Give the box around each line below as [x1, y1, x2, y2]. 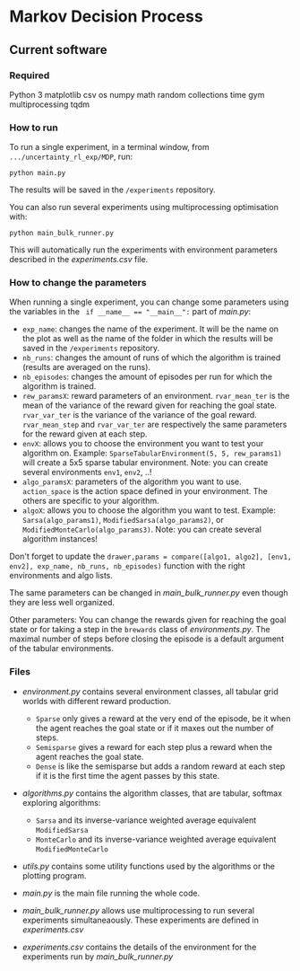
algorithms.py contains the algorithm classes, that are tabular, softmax [21, 788, 283, 799]
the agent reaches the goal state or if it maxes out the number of [35, 722, 275, 733]
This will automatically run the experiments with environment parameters [9, 244, 278, 255]
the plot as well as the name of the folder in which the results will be [21, 333, 273, 344]
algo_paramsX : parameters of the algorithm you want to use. [21, 476, 242, 487]
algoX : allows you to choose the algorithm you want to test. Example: [21, 505, 276, 516]
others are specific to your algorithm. [21, 496, 159, 507]
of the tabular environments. [9, 643, 115, 654]
